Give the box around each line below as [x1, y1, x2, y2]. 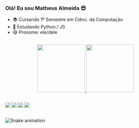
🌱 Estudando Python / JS [12, 24, 65, 30]
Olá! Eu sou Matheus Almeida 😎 [5, 5, 87, 12]
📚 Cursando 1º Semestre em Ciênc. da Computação [12, 16, 123, 22]
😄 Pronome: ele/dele [12, 29, 58, 35]
